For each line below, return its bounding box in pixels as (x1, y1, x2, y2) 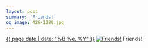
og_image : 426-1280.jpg (6, 19, 65, 25)
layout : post (6, 8, 38, 15)
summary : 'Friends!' (6, 14, 57, 20)
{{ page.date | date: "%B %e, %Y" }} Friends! (6, 36, 143, 43)
